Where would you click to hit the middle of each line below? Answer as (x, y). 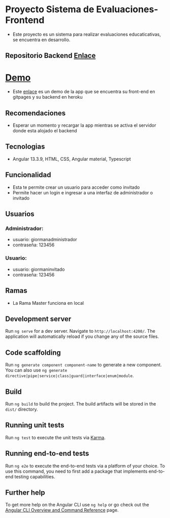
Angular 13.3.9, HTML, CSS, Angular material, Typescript (72, 159)
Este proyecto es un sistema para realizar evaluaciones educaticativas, (87, 34)
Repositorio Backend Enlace (50, 56)
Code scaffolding (33, 352)
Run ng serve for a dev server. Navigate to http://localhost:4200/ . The (80, 331)
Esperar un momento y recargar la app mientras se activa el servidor (84, 125)
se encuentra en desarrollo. (41, 40)
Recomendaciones (36, 113)
